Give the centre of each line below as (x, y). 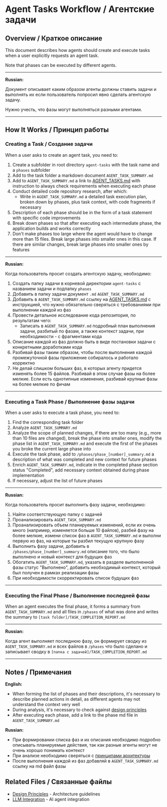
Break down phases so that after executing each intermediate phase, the (87, 223)
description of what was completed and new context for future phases (84, 459)
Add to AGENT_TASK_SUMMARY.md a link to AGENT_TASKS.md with (76, 180)
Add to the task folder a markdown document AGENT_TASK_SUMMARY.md (83, 175)
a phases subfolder (31, 170)
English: (14, 684)
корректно (24, 363)
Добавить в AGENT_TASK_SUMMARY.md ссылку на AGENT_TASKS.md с (82, 299)
